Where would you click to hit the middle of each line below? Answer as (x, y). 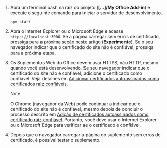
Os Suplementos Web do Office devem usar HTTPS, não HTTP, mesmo (84, 62)
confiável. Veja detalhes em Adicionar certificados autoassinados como (85, 79)
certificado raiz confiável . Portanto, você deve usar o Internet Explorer (83, 120)
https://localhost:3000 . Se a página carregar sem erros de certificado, (85, 37)
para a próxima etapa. (33, 53)
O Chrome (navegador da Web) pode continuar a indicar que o (75, 104)
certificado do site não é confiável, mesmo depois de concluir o (76, 109)
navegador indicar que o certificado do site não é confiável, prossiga (82, 47)
